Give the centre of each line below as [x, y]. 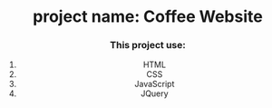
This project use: [148, 45]
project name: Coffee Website [148, 17]
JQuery [155, 93]
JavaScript [155, 84]
